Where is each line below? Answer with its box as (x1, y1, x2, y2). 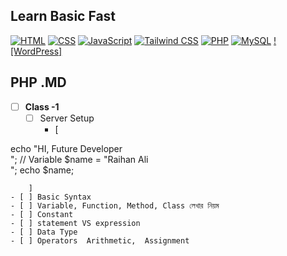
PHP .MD (10, 74, 67, 91)
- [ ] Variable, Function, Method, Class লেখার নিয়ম (10, 200, 220, 211)
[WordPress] (10, 45, 63, 57)
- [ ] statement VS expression (10, 218, 141, 228)
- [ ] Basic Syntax (10, 192, 92, 202)
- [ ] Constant (10, 209, 74, 219)
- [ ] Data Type (10, 227, 78, 237)
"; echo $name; (10, 164, 75, 176)
